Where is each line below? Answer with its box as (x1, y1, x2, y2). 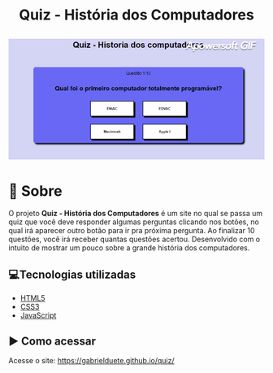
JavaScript (19, 310, 57, 320)
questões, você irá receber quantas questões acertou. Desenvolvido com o (8, 234, 261, 245)
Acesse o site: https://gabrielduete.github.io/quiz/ (8, 356, 175, 366)
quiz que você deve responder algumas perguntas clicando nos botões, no (8, 217, 260, 227)
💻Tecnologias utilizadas (8, 267, 136, 281)
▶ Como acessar (8, 334, 96, 348)
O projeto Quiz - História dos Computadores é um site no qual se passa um (8, 209, 263, 219)
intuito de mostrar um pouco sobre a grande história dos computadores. (8, 243, 250, 253)
